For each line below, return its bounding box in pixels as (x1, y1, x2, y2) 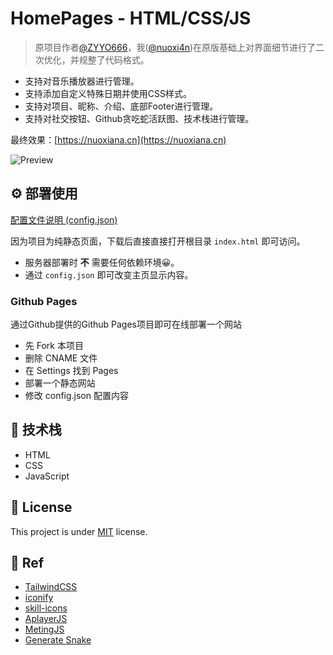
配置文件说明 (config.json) (10, 213, 118, 226)
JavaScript (24, 470, 70, 482)
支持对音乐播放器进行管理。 (24, 75, 140, 87)
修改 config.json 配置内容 (24, 390, 129, 402)
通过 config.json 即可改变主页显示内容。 (24, 268, 194, 281)
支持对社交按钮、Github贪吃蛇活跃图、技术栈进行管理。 (24, 112, 255, 124)
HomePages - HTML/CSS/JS (10, 7, 252, 30)
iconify (24, 592, 54, 604)
